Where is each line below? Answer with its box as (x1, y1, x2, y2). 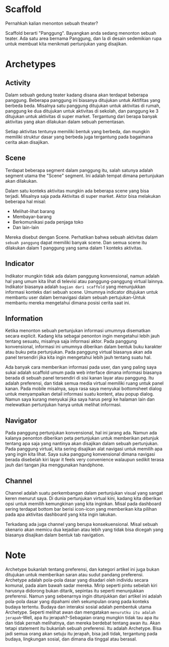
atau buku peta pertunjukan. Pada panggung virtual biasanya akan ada (5, 349, 152, 355)
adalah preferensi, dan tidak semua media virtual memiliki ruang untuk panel (5, 380, 164, 387)
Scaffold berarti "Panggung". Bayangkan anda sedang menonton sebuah (5, 30, 156, 36)
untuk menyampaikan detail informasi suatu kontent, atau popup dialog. (5, 391, 154, 397)
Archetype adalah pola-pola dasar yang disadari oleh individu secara (5, 577, 149, 583)
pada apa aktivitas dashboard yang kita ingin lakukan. (5, 511, 117, 517)
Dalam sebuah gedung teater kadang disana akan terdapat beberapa (5, 92, 148, 98)
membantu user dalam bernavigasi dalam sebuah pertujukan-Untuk (5, 294, 146, 300)
